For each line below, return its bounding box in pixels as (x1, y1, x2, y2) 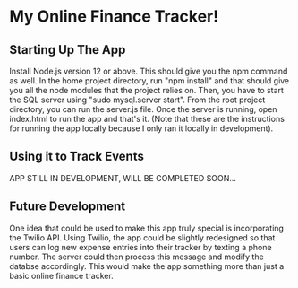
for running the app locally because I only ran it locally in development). (9, 123, 274, 134)
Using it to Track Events (9, 149, 145, 164)
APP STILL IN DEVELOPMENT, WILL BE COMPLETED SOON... (9, 172, 237, 183)
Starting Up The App (9, 42, 126, 57)
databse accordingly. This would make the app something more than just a (9, 260, 285, 271)
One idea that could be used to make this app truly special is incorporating (9, 223, 285, 233)
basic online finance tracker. (9, 270, 114, 281)
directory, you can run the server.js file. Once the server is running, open (9, 104, 277, 114)
